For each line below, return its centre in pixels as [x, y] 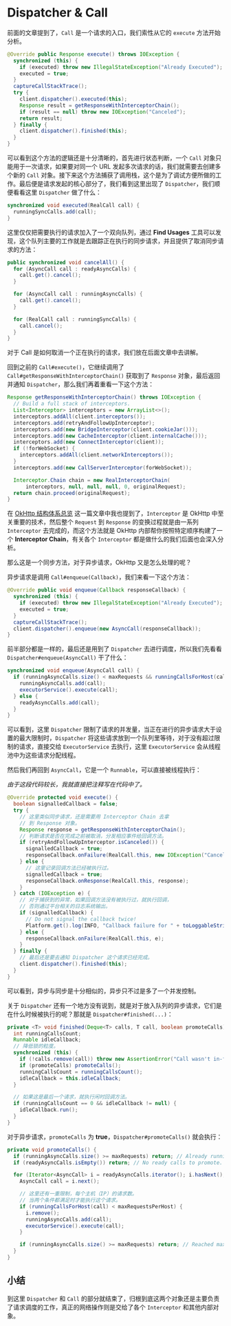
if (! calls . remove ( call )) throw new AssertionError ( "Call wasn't [115, 1059]
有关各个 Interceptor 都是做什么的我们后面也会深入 [145, 539]
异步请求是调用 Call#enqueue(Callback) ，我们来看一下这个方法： [99, 577]
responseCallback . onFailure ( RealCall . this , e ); [95, 938]
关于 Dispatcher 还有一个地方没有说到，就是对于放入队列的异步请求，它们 [112, 1005]
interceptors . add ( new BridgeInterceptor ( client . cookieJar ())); [106, 429]
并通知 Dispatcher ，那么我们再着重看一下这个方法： [81, 384]
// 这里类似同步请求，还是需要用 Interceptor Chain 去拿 [95, 817]
